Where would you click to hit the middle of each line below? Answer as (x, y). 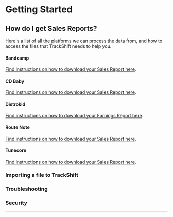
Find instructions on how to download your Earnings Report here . (74, 115)
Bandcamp (17, 58)
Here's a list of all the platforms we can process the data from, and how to (84, 41)
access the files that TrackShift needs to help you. (58, 46)
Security (16, 203)
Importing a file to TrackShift (42, 175)
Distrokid (15, 104)
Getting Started (39, 9)
